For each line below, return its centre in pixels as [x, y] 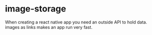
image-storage [36, 9]
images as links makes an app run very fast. [49, 27]
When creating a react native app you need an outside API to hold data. [76, 22]
